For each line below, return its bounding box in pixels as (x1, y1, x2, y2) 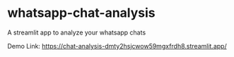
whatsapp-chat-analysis (7, 5, 156, 21)
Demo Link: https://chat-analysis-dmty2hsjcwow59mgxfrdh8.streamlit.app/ (7, 42, 228, 50)
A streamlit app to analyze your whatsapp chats (7, 28, 146, 37)
